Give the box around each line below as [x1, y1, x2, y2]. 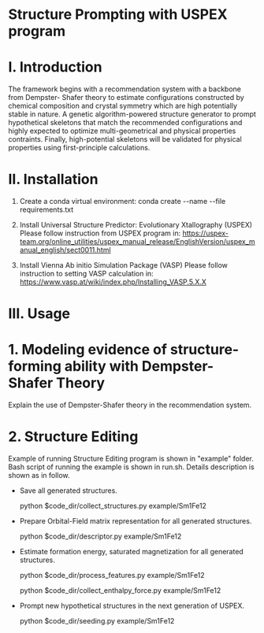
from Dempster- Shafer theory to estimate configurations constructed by [8, 93, 244, 102]
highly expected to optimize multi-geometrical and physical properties [8, 126, 236, 135]
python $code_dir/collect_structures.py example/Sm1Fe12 [19, 502, 207, 511]
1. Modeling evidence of [8, 341, 168, 359]
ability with [64, 357, 139, 376]
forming [8, 357, 61, 376]
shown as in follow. [8, 471, 70, 480]
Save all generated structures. [19, 486, 118, 495]
